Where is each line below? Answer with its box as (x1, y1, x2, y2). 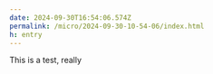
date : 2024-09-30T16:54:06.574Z (9, 13, 131, 23)
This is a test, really (9, 55, 82, 66)
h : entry (9, 30, 43, 39)
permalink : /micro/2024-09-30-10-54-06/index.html (9, 22, 205, 31)
